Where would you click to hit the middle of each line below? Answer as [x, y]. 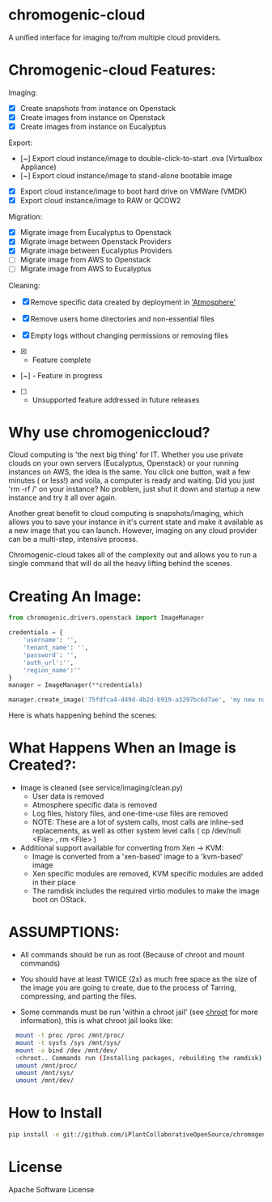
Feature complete [62, 360]
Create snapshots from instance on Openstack [98, 108]
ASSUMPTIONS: [64, 932]
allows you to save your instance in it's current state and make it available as [136, 522]
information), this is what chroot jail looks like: [96, 1021]
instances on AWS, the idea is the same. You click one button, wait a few [130, 472]
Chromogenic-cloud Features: [112, 70]
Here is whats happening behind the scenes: [83, 715]
